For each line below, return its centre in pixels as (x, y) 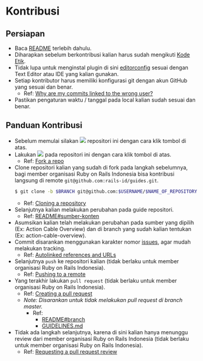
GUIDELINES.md (62, 326)
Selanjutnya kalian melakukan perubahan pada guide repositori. (94, 209)
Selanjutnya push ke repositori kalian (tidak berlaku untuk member (97, 261)
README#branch (64, 319)
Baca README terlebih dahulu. (53, 48)
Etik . (20, 61)
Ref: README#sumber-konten (61, 216)
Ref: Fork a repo (44, 161)
